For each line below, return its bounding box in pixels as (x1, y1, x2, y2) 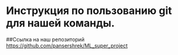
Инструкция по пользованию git (6, 4, 172, 18)
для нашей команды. (6, 16, 115, 30)
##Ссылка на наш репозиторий (6, 36, 85, 43)
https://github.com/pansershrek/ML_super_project (6, 42, 128, 49)
